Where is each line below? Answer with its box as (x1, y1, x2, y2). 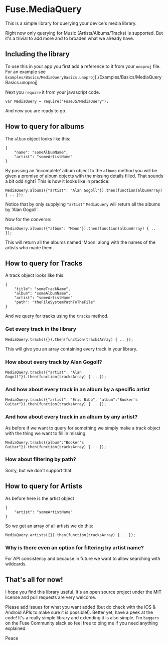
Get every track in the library (5, 326, 77, 333)
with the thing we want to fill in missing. (5, 430, 87, 436)
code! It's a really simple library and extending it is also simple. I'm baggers (5, 614, 159, 620)
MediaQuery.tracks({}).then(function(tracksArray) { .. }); (5, 337, 134, 342)
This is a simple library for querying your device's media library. (5, 20, 137, 26)
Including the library (5, 50, 70, 58)
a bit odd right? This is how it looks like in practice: (5, 178, 110, 184)
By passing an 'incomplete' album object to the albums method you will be (5, 167, 157, 173)
